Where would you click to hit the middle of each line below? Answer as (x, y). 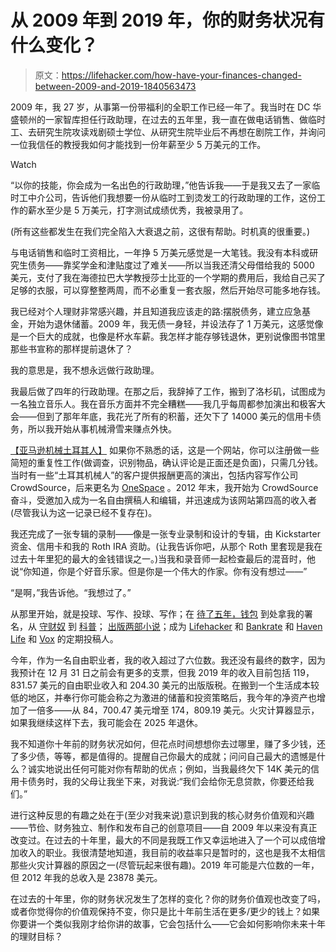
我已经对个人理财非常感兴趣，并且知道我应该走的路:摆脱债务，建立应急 (156, 311)
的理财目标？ (36, 936)
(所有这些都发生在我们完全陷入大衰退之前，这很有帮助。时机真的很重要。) (160, 231)
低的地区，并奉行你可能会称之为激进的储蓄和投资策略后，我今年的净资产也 (163, 697)
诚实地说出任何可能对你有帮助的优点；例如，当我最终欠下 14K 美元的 (169, 768)
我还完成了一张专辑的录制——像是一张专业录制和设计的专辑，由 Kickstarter (165, 533)
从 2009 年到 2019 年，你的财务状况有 (167, 20)
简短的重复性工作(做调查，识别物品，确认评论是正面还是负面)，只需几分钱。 (167, 462)
